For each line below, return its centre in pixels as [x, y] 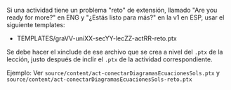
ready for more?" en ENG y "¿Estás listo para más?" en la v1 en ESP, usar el [115, 17]
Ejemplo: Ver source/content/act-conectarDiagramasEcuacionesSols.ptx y [113, 73]
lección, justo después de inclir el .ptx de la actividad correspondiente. [110, 59]
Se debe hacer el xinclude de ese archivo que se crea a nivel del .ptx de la [115, 52]
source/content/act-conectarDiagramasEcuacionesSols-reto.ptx [99, 80]
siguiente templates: [36, 25]
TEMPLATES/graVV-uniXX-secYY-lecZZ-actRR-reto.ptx [97, 38]
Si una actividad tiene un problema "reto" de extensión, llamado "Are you [112, 10]
